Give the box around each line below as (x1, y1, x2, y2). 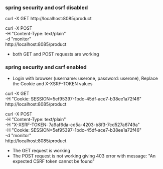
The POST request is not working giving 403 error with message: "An (12, 153, 156, 159)
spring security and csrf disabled (5, 4, 88, 11)
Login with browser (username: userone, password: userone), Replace (12, 75, 158, 81)
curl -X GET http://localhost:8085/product (5, 16, 92, 22)
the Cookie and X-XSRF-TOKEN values (12, 80, 93, 87)
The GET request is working (12, 147, 70, 153)
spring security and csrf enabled (5, 64, 87, 71)
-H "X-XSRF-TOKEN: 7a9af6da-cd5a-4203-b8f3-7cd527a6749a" (5, 122, 140, 128)
